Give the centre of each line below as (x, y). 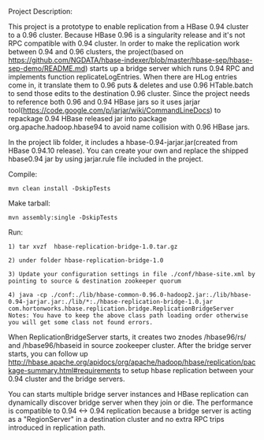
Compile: (23, 174)
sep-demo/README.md (47, 68)
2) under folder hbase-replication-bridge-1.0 (86, 261)
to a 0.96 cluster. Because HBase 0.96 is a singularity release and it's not (127, 35)
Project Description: (41, 11)
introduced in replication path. (57, 427)
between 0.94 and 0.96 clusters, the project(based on (96, 52)
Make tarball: (30, 203)
